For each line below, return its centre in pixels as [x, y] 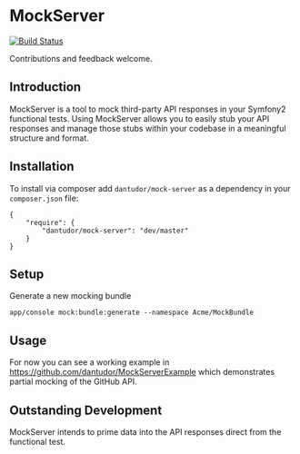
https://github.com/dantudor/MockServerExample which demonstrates [142, 372]
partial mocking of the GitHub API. [74, 381]
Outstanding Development [86, 410]
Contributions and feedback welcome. [81, 58]
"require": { [50, 222]
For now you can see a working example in [90, 362]
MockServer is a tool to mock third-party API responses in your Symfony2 [148, 109]
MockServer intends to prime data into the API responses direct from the [145, 432]
